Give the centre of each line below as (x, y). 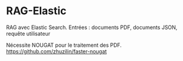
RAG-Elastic (36, 11)
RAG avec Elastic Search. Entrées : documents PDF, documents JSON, (92, 27)
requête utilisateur (28, 33)
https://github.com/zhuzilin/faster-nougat (57, 51)
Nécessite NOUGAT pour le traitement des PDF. (64, 45)
